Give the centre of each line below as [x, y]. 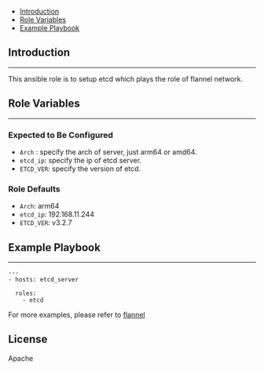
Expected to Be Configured [61, 135]
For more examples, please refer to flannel [77, 315]
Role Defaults [34, 189]
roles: [26, 293]
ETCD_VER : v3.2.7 [46, 223]
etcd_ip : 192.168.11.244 [57, 214]
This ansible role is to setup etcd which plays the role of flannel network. [126, 78]
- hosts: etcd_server [44, 280]
